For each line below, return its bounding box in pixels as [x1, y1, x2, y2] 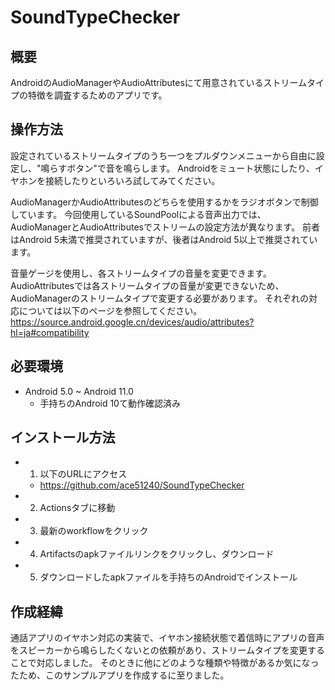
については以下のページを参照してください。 [18, 304, 203, 316]
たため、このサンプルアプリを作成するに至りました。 [10, 669, 230, 681]
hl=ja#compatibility [10, 326, 90, 338]
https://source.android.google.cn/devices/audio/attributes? [10, 316, 255, 328]
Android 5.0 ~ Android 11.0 [24, 385, 134, 397]
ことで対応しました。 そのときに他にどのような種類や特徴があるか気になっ [10, 657, 320, 669]
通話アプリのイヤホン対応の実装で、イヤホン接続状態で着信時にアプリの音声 [10, 632, 325, 644]
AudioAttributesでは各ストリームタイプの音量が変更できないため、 [10, 279, 285, 291]
